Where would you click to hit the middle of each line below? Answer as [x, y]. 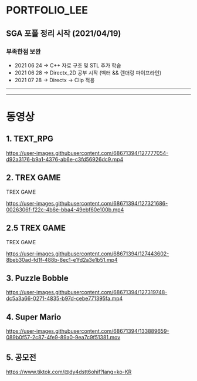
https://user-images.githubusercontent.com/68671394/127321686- [87, 203]
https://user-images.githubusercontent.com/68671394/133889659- [88, 331]
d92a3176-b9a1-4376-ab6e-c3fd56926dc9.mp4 [65, 159]
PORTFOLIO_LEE [47, 10]
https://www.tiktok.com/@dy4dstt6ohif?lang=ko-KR [69, 372]
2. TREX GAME [33, 178]
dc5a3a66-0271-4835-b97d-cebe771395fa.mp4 [64, 299]
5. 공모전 [21, 357]
